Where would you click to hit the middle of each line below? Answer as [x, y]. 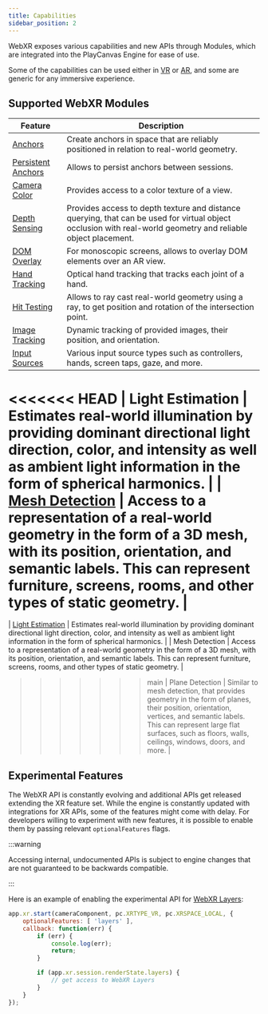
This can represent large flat [194, 725]
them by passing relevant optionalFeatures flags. [89, 829]
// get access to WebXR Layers [103, 980]
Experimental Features [66, 775]
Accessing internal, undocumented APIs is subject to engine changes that [130, 860]
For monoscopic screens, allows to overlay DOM [157, 251]
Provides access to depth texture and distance [154, 209]
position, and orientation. [113, 340]
